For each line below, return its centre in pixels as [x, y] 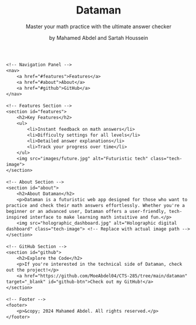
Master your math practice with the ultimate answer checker [99, 26]
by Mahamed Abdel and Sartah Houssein [99, 38]
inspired [17, 217]
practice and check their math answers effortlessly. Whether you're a [95, 205]
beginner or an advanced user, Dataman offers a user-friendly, [86, 211]
